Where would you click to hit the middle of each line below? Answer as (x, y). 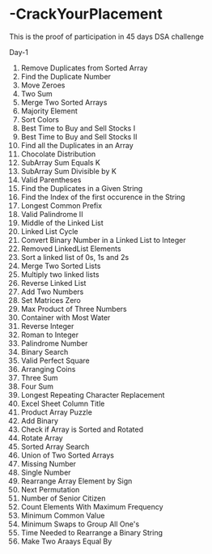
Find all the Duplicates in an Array (77, 145)
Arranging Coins (48, 369)
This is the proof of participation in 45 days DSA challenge (107, 36)
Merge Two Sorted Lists (61, 266)
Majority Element (49, 111)
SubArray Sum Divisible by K (68, 171)
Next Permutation (50, 489)
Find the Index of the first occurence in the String (103, 197)
